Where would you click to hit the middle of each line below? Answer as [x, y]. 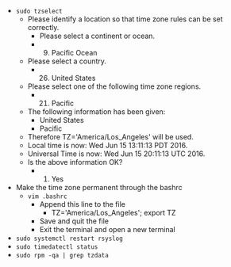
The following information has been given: [96, 112]
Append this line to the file [82, 204]
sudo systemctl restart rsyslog [69, 238]
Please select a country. [67, 61]
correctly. [43, 27]
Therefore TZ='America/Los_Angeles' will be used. [111, 137]
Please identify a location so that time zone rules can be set [125, 19]
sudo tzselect [39, 11]
